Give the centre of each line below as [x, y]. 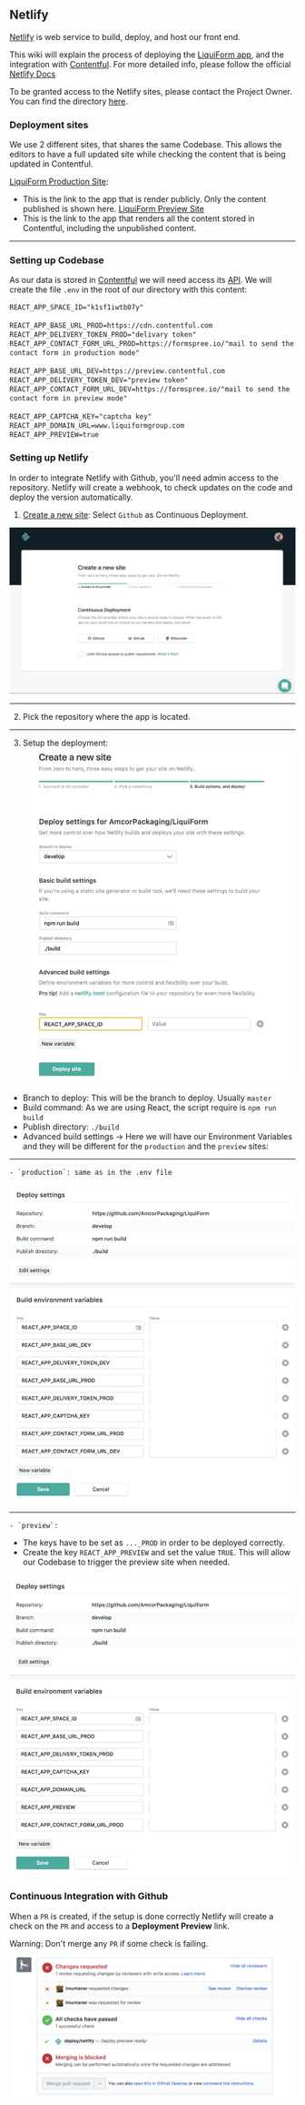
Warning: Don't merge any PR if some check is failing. [109, 1943]
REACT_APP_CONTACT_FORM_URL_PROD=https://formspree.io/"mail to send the [152, 344]
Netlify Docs [33, 74]
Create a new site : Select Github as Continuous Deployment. [135, 514]
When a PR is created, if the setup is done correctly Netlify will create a [142, 1916]
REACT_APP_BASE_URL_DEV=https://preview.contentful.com [117, 371]
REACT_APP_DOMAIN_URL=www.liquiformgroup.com [97, 426]
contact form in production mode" [75, 353]
